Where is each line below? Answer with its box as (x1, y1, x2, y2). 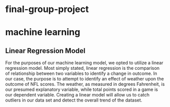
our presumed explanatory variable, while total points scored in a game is (5, 86, 158, 92)
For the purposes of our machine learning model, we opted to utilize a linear (5, 60, 163, 66)
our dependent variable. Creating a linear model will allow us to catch (5, 92, 150, 98)
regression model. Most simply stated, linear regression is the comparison (5, 65, 160, 71)
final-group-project (5, 4, 89, 15)
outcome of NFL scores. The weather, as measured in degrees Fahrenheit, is (5, 81, 165, 87)
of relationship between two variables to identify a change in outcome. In (5, 70, 158, 76)
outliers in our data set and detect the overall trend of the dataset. (5, 97, 143, 103)
